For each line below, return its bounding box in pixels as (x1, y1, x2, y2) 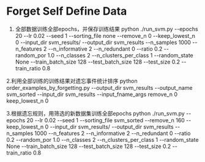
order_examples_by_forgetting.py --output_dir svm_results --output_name (6, 84, 193, 91)
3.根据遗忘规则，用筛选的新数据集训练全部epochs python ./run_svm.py (6, 109, 185, 117)
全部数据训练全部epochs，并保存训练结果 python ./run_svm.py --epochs (15, 25, 198, 32)
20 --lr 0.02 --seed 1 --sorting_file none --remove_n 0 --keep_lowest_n (15, 32, 196, 39)
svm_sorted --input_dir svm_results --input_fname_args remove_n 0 (6, 90, 177, 98)
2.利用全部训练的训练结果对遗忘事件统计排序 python (6, 77, 138, 84)
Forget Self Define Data (6, 4, 127, 18)
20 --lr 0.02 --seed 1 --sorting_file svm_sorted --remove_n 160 (26, 116, 185, 123)
